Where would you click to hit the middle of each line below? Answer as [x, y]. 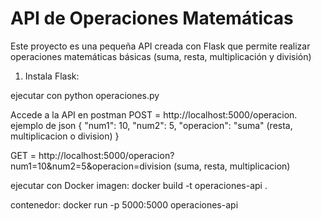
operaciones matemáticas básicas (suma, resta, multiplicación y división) [161, 56]
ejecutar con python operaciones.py [85, 95]
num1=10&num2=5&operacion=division [91, 166]
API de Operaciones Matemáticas [152, 18]
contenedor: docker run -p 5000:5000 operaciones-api [124, 204]
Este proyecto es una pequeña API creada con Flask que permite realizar [160, 46]
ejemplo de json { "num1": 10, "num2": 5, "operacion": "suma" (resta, [151, 125]
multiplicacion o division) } [65, 136]
